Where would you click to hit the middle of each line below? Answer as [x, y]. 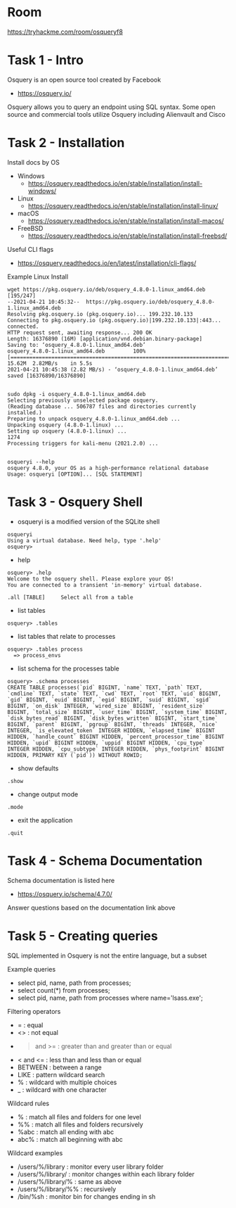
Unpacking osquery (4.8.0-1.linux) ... [66, 425]
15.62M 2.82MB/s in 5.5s [50, 363]
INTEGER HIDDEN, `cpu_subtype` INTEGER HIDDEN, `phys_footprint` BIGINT [116, 749]
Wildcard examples [35, 1153]
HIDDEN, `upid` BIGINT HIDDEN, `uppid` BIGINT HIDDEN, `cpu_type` [106, 743]
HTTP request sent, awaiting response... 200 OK [80, 332]
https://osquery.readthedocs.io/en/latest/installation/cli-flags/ [107, 263]
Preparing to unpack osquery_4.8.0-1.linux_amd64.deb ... [94, 419]
